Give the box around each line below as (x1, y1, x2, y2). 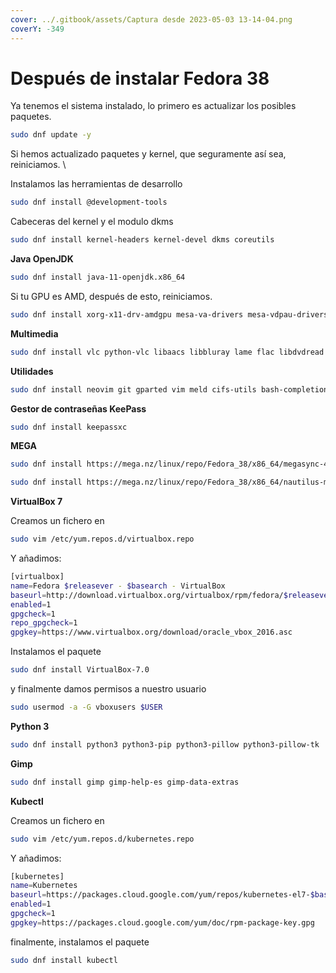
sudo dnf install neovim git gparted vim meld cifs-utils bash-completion (10, 384, 329, 395)
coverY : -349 (10, 24, 65, 34)
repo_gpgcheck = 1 (10, 618, 78, 628)
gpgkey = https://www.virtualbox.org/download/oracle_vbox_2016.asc (10, 627, 293, 638)
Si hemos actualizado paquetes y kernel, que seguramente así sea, (10, 148, 287, 160)
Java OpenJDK (10, 253, 74, 265)
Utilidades (10, 365, 54, 377)
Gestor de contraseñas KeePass (10, 402, 147, 415)
